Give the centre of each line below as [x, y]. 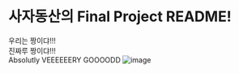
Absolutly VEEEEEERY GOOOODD [65, 60]
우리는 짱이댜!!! [32, 41]
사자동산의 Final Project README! [120, 17]
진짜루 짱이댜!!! [32, 50]
